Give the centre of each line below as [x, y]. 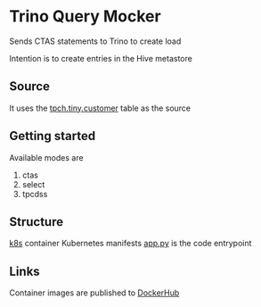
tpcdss [35, 194]
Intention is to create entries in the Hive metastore [101, 58]
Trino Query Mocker [86, 17]
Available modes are [46, 157]
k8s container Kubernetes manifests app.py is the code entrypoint [130, 244]
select [33, 184]
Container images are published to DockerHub [94, 293]
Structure [37, 222]
